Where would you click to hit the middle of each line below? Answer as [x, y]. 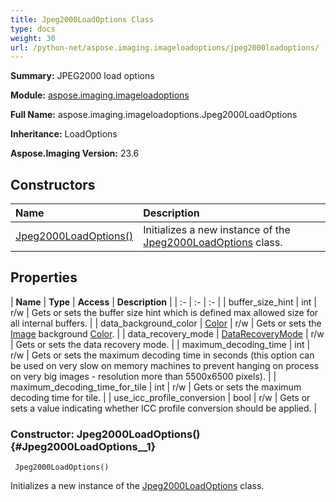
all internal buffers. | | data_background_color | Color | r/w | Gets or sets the [166, 323]
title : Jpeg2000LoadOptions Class [82, 19]
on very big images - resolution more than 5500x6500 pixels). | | [143, 376]
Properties [44, 277]
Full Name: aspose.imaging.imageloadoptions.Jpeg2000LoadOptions [154, 115]
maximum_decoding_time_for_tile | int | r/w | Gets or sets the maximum [156, 387]
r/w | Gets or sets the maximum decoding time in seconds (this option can [162, 355]
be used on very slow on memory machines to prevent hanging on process [165, 365]
